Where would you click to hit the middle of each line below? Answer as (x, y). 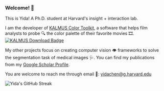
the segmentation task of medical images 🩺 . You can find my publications (80, 58)
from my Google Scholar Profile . (37, 65)
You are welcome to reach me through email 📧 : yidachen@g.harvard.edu (78, 74)
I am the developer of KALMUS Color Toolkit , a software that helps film (76, 28)
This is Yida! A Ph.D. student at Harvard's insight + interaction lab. (71, 19)
